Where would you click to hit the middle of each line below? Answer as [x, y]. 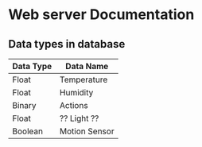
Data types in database [67, 44]
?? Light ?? [79, 118]
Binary [25, 105]
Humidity [76, 93]
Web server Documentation [101, 15]
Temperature [84, 79]
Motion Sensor [87, 131]
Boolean [28, 131]
